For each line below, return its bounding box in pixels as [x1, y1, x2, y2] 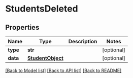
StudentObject [27, 55, 63, 61]
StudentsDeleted [5, 3, 78, 15]
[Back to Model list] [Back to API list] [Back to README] [5, 67, 122, 73]
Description [68, 38, 97, 45]
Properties [5, 23, 40, 32]
